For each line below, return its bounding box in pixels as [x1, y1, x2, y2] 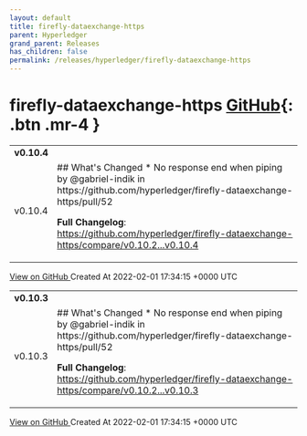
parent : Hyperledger [9, 30, 89, 39]
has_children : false [9, 47, 89, 57]
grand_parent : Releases [9, 38, 101, 48]
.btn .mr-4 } [9, 115, 101, 135]
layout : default [9, 13, 71, 23]
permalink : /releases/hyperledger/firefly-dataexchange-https [9, 56, 251, 65]
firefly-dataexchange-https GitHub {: [9, 95, 294, 116]
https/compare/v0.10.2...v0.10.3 [57, 384, 199, 397]
